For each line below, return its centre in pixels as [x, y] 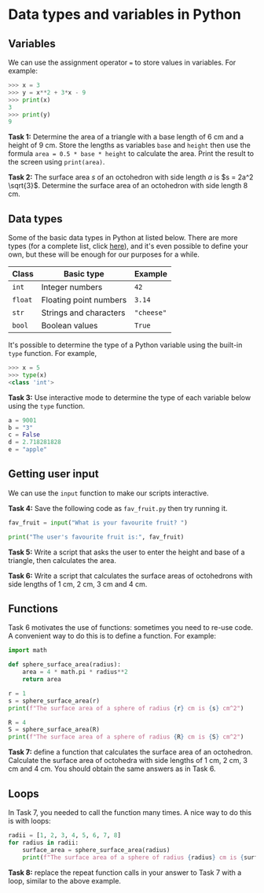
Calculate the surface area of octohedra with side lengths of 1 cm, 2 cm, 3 [128, 761]
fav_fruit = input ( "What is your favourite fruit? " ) [98, 522]
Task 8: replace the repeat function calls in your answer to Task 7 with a [125, 873]
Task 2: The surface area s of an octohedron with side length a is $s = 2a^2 [131, 177]
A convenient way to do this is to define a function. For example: [112, 636]
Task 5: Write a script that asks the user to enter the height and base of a [126, 552]
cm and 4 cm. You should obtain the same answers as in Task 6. [112, 769]
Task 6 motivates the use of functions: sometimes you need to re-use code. [131, 628]
